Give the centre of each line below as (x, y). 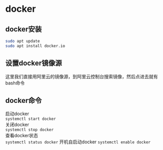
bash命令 (15, 83)
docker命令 (24, 100)
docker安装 (24, 29)
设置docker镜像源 (34, 63)
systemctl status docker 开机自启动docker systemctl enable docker (78, 142)
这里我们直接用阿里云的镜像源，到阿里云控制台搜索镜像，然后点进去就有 (81, 76)
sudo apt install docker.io (35, 46)
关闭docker (17, 125)
